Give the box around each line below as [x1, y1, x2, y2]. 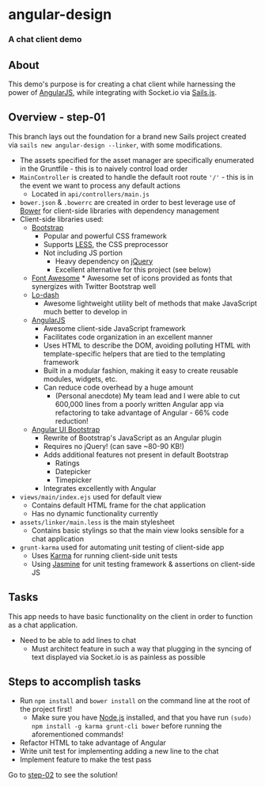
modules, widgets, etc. [43, 374, 118, 383]
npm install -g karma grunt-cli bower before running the [31, 721, 222, 731]
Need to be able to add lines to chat [19, 635, 137, 644]
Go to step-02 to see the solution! [8, 770, 119, 780]
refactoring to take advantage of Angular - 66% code [55, 408, 229, 417]
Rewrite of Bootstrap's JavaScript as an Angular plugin [43, 433, 221, 443]
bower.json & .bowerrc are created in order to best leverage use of [19, 197, 236, 207]
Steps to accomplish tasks [8, 675, 142, 688]
